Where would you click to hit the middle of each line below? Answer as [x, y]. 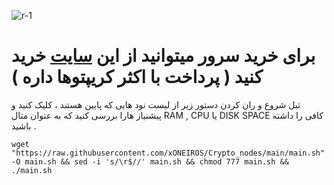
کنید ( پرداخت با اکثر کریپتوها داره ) [137, 77]
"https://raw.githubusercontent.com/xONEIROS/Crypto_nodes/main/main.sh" [168, 153]
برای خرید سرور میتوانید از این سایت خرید [163, 56]
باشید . [24, 126]
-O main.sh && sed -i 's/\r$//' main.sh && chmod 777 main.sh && [150, 161]
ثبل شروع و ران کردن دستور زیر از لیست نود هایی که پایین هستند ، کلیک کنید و [156, 104]
